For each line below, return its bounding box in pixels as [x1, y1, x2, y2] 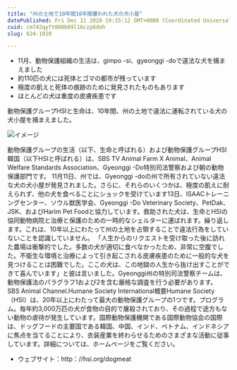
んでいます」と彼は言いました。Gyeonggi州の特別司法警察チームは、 [25, 269, 227, 277]
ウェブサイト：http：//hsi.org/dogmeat [17, 354, 132, 364]
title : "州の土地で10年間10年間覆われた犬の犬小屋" [7, 10, 143, 18]
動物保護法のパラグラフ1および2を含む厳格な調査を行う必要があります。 [7, 278, 217, 287]
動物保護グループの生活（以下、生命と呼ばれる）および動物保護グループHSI [7, 145, 227, 154]
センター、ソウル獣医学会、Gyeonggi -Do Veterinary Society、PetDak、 [19, 198, 229, 207]
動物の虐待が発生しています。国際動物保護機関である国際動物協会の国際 [13, 314, 224, 322]
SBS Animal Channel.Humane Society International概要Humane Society [7, 287, 215, 295]
